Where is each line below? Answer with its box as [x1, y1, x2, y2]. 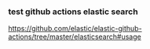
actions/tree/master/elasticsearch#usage [8, 32, 141, 41]
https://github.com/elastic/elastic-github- [8, 24, 143, 33]
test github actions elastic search [8, 6, 139, 17]
